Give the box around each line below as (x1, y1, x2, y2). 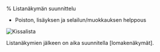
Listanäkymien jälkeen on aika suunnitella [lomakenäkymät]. (6, 40, 154, 46)
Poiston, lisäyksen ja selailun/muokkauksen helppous (14, 17, 147, 23)
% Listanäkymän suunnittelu (6, 5, 76, 12)
